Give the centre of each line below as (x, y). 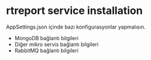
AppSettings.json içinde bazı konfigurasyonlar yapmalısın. (76, 27)
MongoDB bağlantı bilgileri (47, 38)
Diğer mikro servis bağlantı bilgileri (56, 44)
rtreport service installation (74, 11)
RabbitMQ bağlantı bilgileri (47, 50)
